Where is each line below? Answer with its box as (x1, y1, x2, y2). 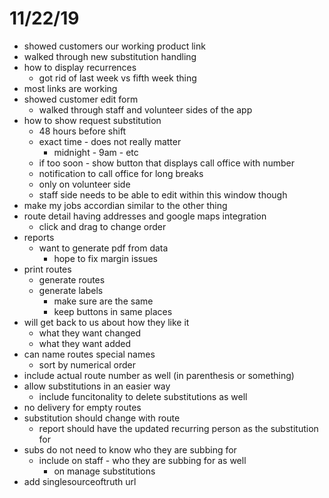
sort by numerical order (38, 358, 137, 371)
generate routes (38, 273, 106, 286)
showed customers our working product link (23, 40, 206, 52)
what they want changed (38, 327, 142, 339)
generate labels (38, 284, 104, 296)
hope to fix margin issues (53, 252, 159, 264)
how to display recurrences (23, 61, 137, 73)
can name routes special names (23, 348, 156, 360)
